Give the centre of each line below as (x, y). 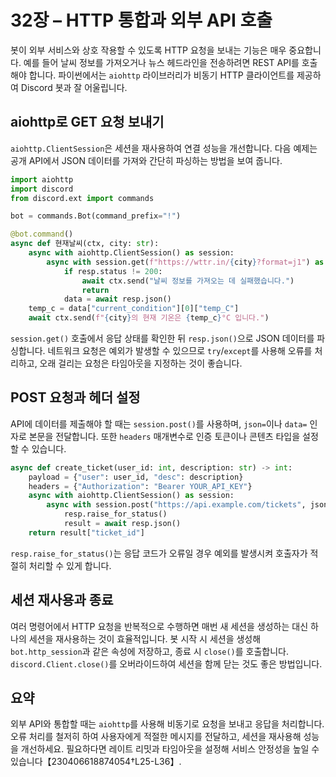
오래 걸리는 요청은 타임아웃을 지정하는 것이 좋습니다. (141, 363)
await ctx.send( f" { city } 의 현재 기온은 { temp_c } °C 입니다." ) (149, 318)
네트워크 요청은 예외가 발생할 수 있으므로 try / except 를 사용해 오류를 (180, 350)
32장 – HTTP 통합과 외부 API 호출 (141, 20)
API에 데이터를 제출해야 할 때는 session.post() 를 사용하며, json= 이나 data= (159, 423)
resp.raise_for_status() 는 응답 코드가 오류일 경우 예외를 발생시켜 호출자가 (159, 553)
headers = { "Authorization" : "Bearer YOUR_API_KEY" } (140, 486)
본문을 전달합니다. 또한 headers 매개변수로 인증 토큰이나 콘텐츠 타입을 (164, 436)
